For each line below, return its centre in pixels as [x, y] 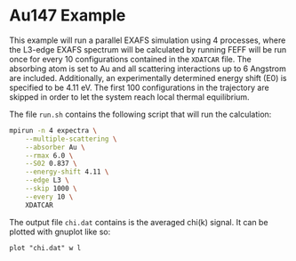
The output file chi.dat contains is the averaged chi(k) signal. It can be [139, 222]
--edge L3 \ [47, 180]
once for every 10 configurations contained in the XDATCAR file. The [130, 59]
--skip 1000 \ [51, 189]
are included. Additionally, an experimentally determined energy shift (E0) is [148, 77]
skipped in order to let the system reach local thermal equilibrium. [130, 97]
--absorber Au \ [56, 147]
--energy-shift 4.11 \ [67, 172]
